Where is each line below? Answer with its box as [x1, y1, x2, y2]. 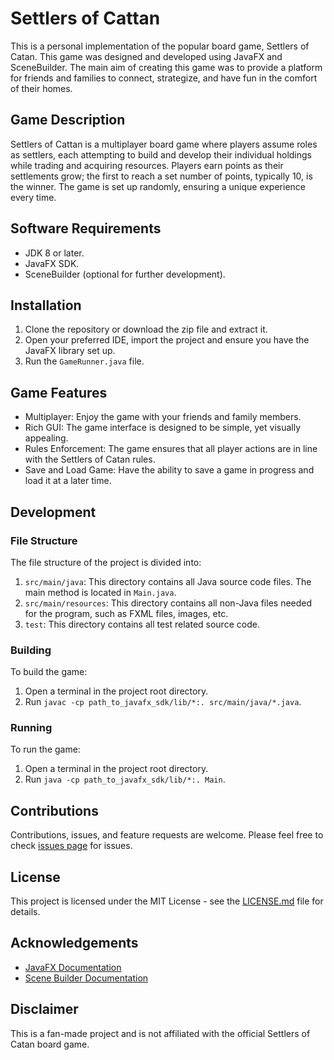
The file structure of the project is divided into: [10, 556, 202, 568]
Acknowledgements [10, 935, 139, 952]
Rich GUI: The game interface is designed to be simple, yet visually [24, 422, 302, 434]
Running [10, 721, 53, 735]
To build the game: [10, 666, 88, 678]
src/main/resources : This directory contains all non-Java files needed [24, 597, 313, 609]
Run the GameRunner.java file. [24, 355, 145, 367]
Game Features [10, 384, 108, 401]
